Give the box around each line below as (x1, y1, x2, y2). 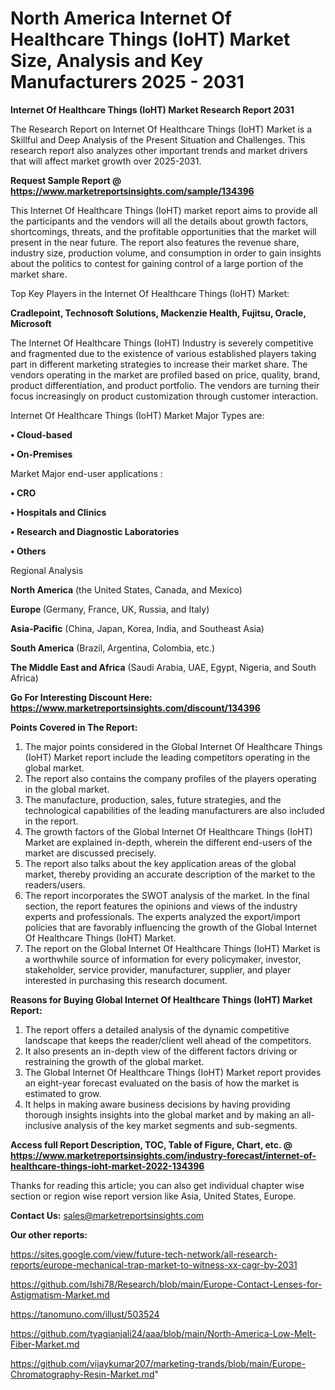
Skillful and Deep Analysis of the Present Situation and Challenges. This (10, 133, 306, 146)
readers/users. (24, 878, 86, 891)
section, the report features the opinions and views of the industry (24, 900, 298, 912)
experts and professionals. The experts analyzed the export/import (24, 910, 301, 922)
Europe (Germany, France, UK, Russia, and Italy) (10, 603, 210, 615)
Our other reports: (10, 1228, 88, 1241)
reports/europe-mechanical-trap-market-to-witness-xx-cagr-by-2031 (10, 1258, 298, 1271)
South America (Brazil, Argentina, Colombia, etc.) (10, 642, 216, 654)
